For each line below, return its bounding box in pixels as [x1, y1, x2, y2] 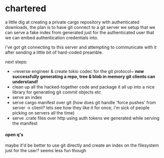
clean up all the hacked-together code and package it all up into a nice [12, 84, 155, 90]
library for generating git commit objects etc [12, 89, 101, 95]
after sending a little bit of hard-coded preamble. [5, 49, 104, 55]
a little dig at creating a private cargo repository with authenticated [5, 19, 140, 25]
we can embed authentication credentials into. [5, 35, 99, 41]
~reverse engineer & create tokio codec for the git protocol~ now [12, 68, 144, 74]
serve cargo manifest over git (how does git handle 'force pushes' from [12, 99, 156, 105]
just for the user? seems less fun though [5, 148, 87, 154]
